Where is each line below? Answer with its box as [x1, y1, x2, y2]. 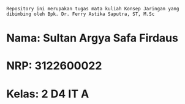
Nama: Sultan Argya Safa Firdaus [6, 31, 179, 45]
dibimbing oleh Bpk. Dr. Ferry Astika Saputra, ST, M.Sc [6, 11, 155, 17]
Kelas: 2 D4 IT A [6, 87, 89, 100]
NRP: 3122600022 [6, 59, 102, 73]
